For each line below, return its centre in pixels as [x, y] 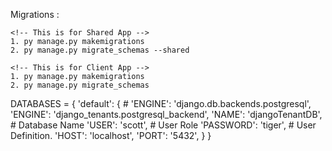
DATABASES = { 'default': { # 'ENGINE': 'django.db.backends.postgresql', [161, 103]
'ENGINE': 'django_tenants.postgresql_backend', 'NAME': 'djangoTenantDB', [166, 114]
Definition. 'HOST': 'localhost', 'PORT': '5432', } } [111, 135]
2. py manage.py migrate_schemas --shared [100, 50]
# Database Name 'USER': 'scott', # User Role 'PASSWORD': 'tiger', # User [163, 125]
